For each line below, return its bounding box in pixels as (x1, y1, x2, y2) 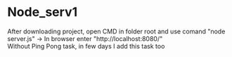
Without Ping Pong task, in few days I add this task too (7, 42, 165, 50)
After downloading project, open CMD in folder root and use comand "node (7, 27, 226, 35)
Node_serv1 (7, 4, 78, 20)
